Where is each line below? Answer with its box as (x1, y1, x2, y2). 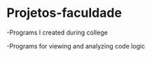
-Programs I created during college (6, 28, 108, 37)
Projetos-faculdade (6, 5, 122, 21)
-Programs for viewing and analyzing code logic (6, 42, 146, 50)
